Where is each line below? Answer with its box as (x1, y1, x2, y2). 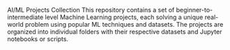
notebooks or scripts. (7, 35, 68, 43)
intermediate (7, 13, 44, 21)
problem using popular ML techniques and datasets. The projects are (24, 21, 224, 28)
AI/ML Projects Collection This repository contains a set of (7, 6, 175, 14)
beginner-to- (176, 6, 213, 14)
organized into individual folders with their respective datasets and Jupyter (7, 27, 222, 36)
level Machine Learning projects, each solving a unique (45, 13, 204, 21)
